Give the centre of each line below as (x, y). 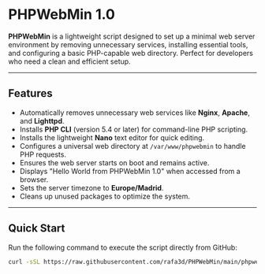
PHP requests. (43, 154)
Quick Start (37, 229)
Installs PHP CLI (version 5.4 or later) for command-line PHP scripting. (134, 129)
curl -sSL (24, 261)
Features (30, 93)
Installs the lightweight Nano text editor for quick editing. (112, 137)
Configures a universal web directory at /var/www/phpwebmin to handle (132, 146)
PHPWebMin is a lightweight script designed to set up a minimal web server (132, 36)
